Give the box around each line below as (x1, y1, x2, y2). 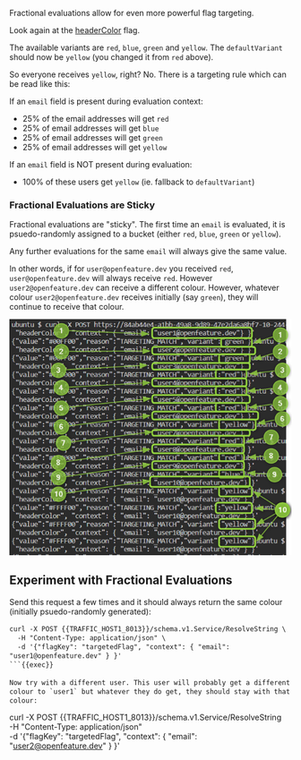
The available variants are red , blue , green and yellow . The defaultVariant (9, 42, 283, 53)
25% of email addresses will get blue (21, 123, 159, 133)
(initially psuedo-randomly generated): (9, 606, 151, 617)
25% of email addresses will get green (21, 132, 163, 142)
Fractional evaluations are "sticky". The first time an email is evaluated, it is (9, 219, 286, 230)
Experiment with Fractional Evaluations (9, 573, 233, 588)
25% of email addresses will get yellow (21, 142, 168, 152)
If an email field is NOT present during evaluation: (9, 159, 193, 169)
